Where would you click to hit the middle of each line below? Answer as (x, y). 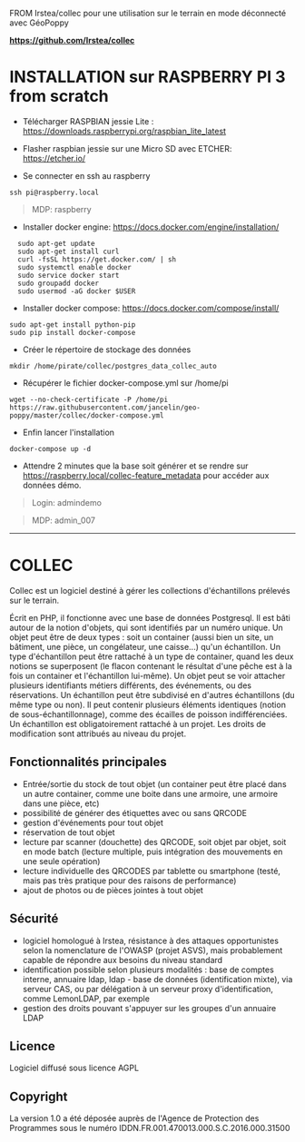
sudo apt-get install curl (69, 251)
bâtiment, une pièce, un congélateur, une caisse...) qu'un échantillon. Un (145, 646)
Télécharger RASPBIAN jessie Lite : (88, 121)
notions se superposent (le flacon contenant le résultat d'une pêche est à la (151, 665)
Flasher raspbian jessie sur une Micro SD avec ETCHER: (127, 148)
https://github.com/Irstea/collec (72, 40)
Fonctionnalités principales (89, 762)
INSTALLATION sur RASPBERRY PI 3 (148, 77)
